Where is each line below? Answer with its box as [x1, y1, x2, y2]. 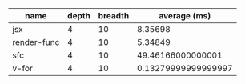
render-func [12, 37, 60, 47]
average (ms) [159, 10, 211, 21]
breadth [98, 10, 130, 21]
